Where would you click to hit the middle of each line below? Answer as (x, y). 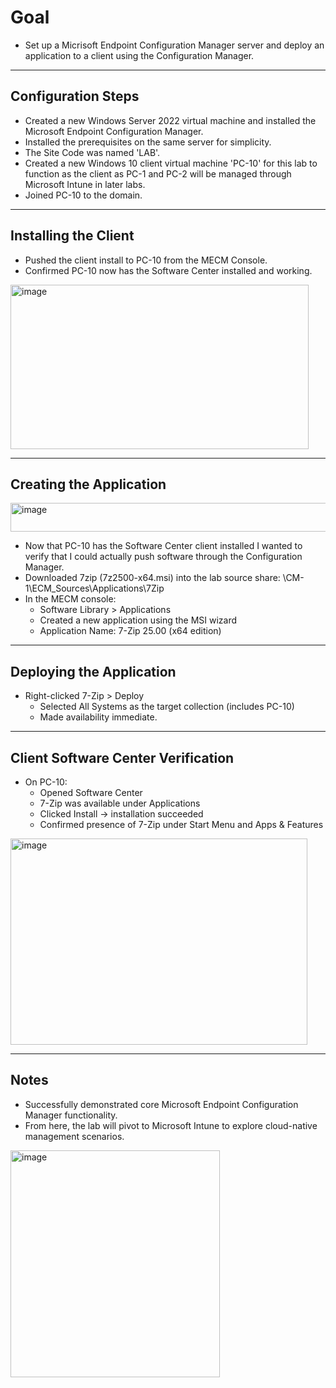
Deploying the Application (93, 671)
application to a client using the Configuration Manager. (139, 55)
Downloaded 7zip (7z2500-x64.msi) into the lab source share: (152, 578)
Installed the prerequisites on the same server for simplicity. (148, 142)
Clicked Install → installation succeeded (121, 814)
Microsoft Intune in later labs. (85, 184)
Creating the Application (88, 484)
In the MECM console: (70, 599)
